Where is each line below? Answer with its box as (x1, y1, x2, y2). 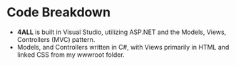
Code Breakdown (6, 4, 111, 21)
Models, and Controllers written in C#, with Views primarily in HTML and (16, 43, 230, 51)
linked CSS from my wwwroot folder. (16, 50, 125, 59)
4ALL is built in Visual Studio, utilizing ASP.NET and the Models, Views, (16, 28, 227, 36)
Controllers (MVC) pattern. (16, 35, 96, 43)
